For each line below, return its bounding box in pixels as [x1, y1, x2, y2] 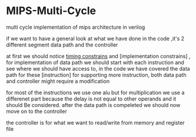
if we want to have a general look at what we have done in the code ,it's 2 [6, 35, 185, 42]
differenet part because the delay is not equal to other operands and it [6, 95, 177, 102]
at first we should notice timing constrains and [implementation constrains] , [6, 52, 191, 59]
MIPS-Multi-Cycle [6, 4, 96, 18]
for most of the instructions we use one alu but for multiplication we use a [6, 89, 185, 96]
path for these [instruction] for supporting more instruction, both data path [6, 71, 187, 78]
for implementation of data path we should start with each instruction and [6, 59, 184, 66]
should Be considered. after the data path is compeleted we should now [6, 101, 181, 108]
